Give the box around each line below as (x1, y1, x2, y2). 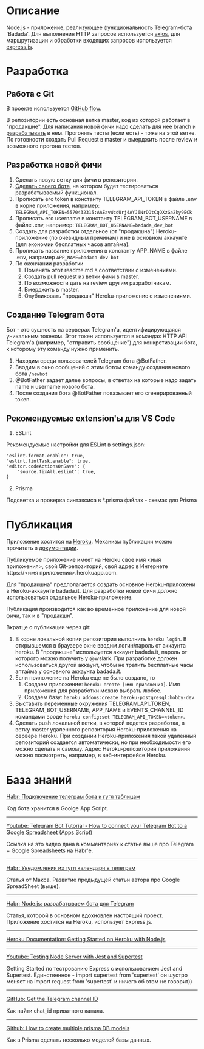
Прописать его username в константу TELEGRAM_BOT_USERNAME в (15, 214, 192, 222)
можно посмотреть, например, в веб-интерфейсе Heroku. (15, 751, 167, 759)
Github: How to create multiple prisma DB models (6, 1025, 130, 1032)
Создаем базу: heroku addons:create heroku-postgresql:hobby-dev (24, 694, 194, 701)
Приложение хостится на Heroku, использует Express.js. (6, 918, 153, 926)
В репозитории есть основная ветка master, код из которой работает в (6, 116, 191, 123)
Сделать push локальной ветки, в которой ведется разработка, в (15, 719, 185, 726)
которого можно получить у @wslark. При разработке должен (15, 655, 178, 662)
